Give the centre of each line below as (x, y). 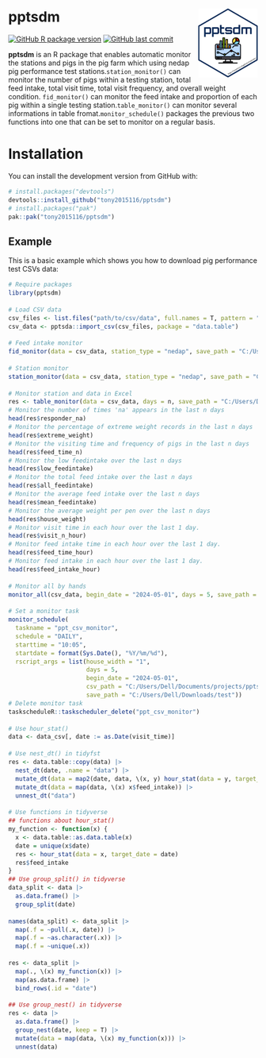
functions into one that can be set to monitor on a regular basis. (112, 122)
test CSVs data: (34, 269)
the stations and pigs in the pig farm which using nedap (99, 63)
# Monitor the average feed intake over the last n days (104, 494)
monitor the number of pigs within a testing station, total (100, 79)
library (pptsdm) (35, 293)
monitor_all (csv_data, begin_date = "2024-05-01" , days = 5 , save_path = (133, 595)
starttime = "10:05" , (51, 645)
